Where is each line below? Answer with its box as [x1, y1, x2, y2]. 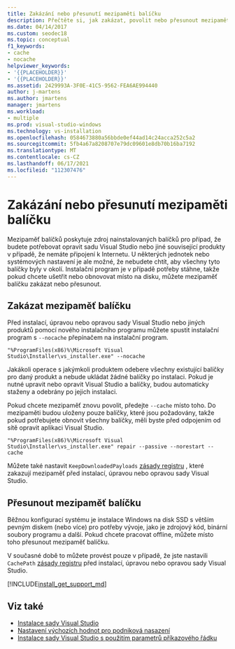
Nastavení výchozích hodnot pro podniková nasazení [17, 627, 170, 634]
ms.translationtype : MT [7, 147, 77, 154]
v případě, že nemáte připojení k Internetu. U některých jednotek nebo [7, 250, 210, 258]
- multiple [7, 114, 39, 121]
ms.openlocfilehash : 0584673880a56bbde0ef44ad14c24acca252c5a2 [7, 134, 196, 141]
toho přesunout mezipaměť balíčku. [7, 538, 110, 547]
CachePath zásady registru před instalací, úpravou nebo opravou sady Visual [7, 559, 226, 568]
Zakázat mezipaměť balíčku [7, 299, 131, 312]
